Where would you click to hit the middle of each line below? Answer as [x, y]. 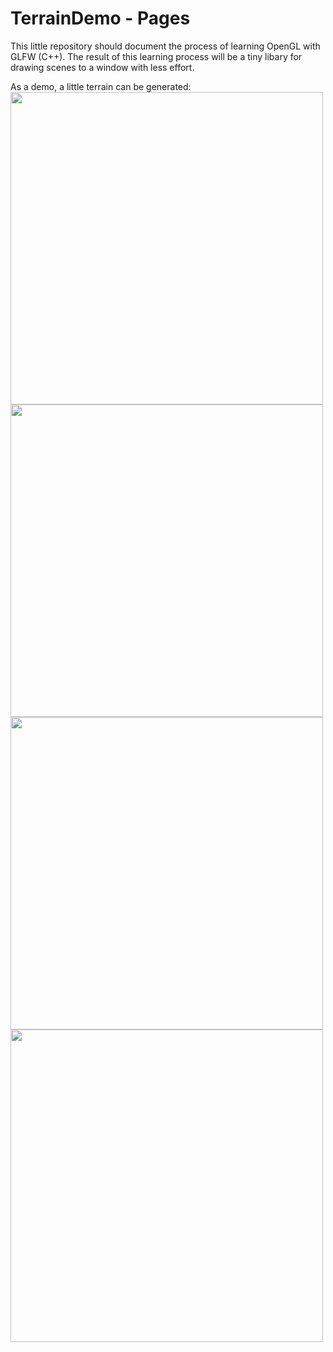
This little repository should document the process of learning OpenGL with [165, 46]
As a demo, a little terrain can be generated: [101, 86]
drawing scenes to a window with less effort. [102, 67]
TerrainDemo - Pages [100, 18]
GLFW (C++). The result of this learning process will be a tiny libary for [156, 56]
